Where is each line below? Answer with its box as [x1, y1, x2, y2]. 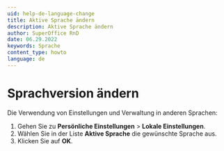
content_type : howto [7, 49, 67, 56]
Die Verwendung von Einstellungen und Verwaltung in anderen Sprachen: [7, 109, 218, 117]
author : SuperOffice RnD [7, 29, 79, 37]
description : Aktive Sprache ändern [7, 23, 113, 30]
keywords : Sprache [7, 42, 61, 49]
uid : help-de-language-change [7, 10, 95, 17]
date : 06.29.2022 [7, 36, 58, 43]
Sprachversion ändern [7, 85, 139, 101]
